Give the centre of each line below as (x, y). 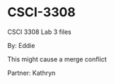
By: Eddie (21, 45)
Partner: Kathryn (32, 73)
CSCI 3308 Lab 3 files (40, 32)
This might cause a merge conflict (57, 59)
